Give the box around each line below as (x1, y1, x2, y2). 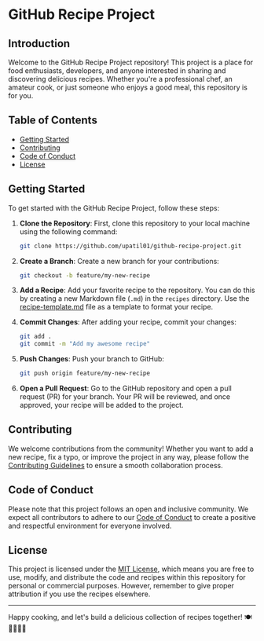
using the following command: (19, 226, 118, 236)
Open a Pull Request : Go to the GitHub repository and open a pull (19, 383, 232, 393)
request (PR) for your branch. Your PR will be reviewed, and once (19, 392, 230, 401)
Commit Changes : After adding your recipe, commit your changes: (19, 317, 237, 327)
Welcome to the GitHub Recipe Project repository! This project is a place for (8, 57, 254, 67)
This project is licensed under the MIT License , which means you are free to (8, 564, 255, 574)
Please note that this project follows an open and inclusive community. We (8, 504, 249, 514)
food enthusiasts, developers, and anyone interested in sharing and (8, 66, 226, 75)
